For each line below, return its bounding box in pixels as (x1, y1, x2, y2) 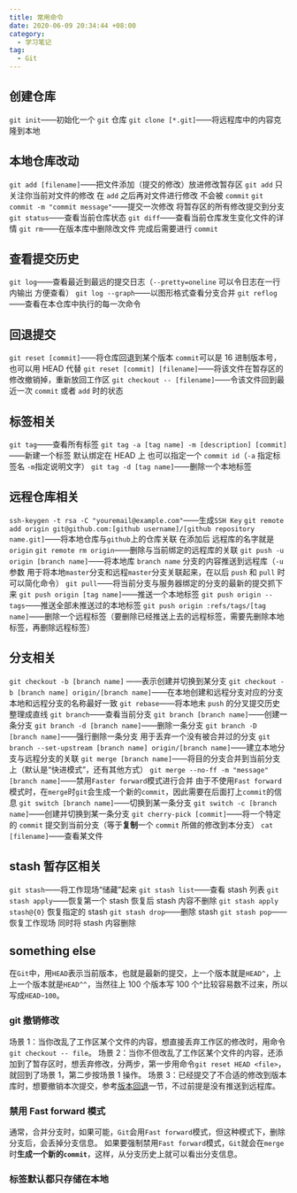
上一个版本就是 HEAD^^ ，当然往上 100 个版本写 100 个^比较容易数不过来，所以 (9, 979, 289, 989)
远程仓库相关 (9, 489, 80, 504)
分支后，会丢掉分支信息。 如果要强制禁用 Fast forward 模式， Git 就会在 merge (9, 1137, 285, 1148)
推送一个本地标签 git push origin (137, 589, 262, 599)
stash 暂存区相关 (9, 859, 102, 874)
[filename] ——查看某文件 (9, 830, 103, 841)
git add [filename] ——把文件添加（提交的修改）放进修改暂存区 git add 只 (9, 179, 283, 189)
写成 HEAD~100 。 (9, 990, 65, 1001)
